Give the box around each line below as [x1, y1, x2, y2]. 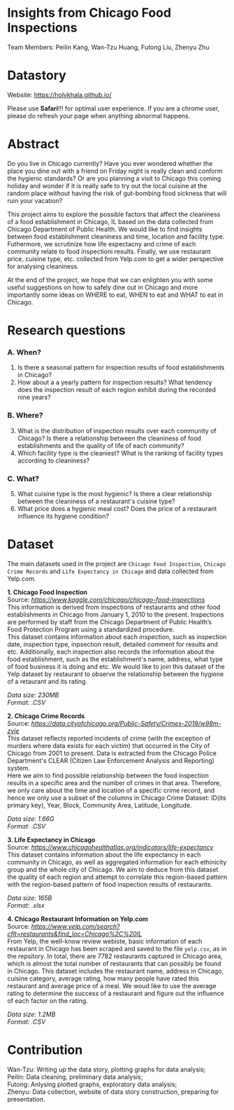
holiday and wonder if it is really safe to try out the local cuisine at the [7, 181, 207, 190]
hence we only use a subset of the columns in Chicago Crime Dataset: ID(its [7, 793, 226, 802]
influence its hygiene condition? [17, 512, 110, 520]
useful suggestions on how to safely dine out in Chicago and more [7, 283, 198, 291]
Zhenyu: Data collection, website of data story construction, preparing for [7, 1087, 219, 1096]
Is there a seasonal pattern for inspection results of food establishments [17, 363, 225, 372]
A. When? [7, 347, 42, 357]
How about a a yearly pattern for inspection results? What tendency [17, 378, 212, 386]
